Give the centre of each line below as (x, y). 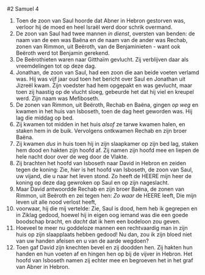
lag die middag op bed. (45, 118)
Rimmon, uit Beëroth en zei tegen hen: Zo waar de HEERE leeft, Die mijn (106, 195)
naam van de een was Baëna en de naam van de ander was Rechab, (102, 40)
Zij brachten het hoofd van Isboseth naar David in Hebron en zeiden (101, 163)
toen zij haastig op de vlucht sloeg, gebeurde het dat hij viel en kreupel (105, 92)
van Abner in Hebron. (43, 267)
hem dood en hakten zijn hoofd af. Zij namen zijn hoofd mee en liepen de (107, 150)
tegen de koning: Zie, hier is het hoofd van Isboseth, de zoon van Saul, (104, 170)
